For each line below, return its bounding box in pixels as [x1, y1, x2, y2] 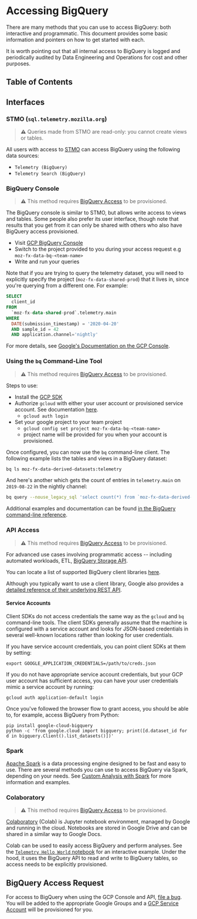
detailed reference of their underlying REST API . [6, 586, 122, 593]
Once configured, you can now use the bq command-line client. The [6, 449, 170, 456]
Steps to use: [6, 381, 38, 389]
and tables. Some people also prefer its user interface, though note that [6, 215, 179, 223]
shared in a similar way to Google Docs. [6, 831, 102, 838]
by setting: [6, 649, 32, 656]
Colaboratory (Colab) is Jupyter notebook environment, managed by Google [6, 818, 191, 825]
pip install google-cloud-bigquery [6, 722, 93, 728]
